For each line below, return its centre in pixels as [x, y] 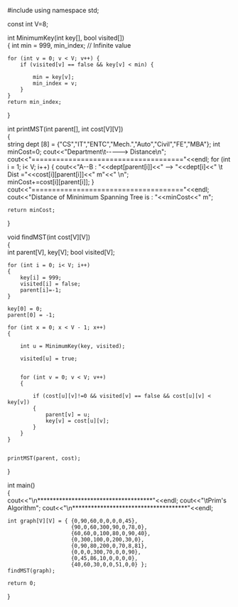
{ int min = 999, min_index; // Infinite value [69, 45]
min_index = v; [55, 83]
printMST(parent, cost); [44, 458]
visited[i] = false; [50, 284]
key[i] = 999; [41, 278]
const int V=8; [28, 24]
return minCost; [31, 210]
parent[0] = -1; [31, 315]
